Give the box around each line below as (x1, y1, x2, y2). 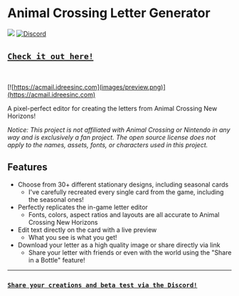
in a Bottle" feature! (28, 255, 85, 264)
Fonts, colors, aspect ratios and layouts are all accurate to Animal (28, 210, 220, 218)
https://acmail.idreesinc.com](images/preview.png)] (14, 83, 166, 91)
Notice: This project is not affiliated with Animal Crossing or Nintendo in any (7, 125, 230, 134)
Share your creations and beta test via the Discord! (7, 281, 198, 290)
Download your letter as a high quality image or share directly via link (17, 240, 221, 249)
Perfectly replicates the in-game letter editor (17, 203, 148, 211)
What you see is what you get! (28, 233, 117, 241)
